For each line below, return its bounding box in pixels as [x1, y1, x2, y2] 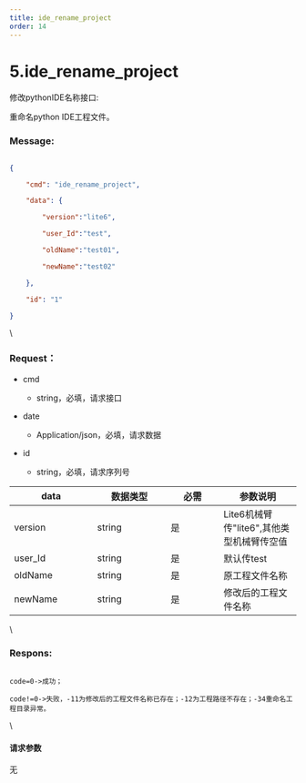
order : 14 [9, 22, 47, 31]
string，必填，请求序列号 [36, 466, 130, 477]
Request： [9, 352, 57, 365]
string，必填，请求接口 [36, 392, 123, 403]
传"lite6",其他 [223, 521, 280, 534]
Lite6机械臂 [223, 507, 273, 520]
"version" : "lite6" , [42, 213, 117, 222]
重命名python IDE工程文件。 [9, 111, 116, 123]
